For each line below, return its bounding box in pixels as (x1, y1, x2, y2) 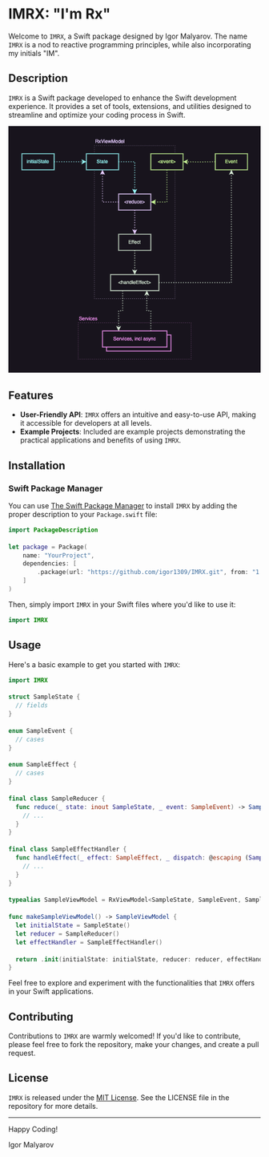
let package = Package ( (8, 543, 88, 551)
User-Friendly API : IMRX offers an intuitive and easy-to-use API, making (19, 410, 256, 419)
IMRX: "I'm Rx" (8, 5, 111, 23)
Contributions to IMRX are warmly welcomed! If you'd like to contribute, (8, 1031, 242, 1041)
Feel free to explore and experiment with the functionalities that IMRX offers (8, 978, 255, 988)
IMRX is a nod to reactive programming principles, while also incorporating (8, 39, 251, 49)
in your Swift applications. (8, 987, 94, 997)
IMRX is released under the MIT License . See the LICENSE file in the (8, 1092, 230, 1102)
